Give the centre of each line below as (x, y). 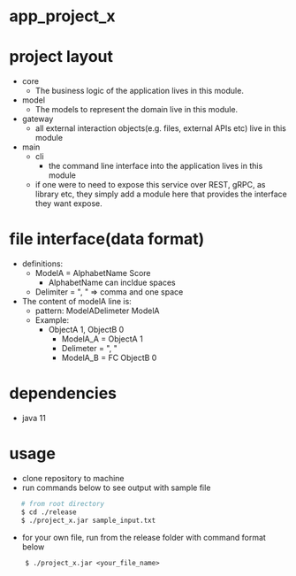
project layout (61, 57)
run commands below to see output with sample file (116, 488)
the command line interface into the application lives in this (156, 166)
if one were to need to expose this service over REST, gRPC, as (150, 185)
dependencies (63, 393)
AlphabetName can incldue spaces (112, 283)
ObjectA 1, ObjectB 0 (86, 330)
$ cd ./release (49, 512)
